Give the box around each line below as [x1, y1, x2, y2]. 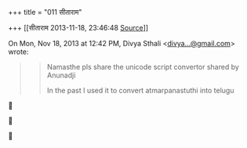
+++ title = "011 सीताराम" [8, 8, 82, 16]
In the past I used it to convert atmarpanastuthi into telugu [46, 86, 234, 95]
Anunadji [46, 70, 76, 80]
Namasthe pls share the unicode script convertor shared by [46, 63, 239, 71]
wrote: [8, 47, 29, 56]
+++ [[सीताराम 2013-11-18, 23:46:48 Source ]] [8, 23, 149, 32]
